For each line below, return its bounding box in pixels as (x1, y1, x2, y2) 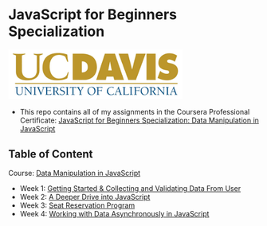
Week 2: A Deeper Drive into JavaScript (19, 192, 151, 201)
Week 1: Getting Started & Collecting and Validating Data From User (19, 183, 241, 193)
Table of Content (8, 147, 93, 161)
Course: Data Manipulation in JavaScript (8, 168, 141, 177)
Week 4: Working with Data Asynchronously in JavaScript (19, 208, 210, 218)
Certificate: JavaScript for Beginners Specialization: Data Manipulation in (19, 115, 259, 125)
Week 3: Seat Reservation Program (19, 201, 135, 210)
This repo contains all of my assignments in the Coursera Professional (19, 107, 250, 117)
